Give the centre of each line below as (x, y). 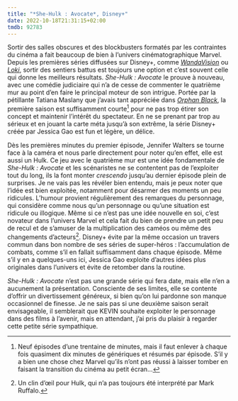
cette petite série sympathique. (53, 326)
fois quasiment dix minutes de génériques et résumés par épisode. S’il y (123, 354)
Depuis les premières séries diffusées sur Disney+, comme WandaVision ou (118, 62)
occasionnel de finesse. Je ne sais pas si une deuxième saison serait (108, 303)
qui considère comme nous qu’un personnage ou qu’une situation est (108, 206)
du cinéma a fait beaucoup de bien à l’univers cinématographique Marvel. (114, 55)
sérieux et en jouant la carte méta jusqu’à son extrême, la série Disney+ (112, 124)
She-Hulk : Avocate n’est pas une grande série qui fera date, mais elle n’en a (119, 280)
